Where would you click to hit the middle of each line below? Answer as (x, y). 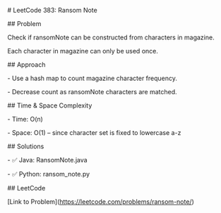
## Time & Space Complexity (50, 105)
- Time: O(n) (25, 119)
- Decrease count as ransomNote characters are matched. (92, 92)
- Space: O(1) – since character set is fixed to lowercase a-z (94, 133)
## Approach (26, 65)
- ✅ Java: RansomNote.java (47, 160)
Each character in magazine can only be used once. (83, 51)
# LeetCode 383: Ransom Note (52, 10)
